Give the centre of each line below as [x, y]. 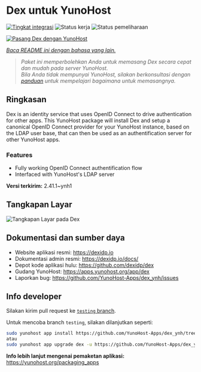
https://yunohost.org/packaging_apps [53, 362]
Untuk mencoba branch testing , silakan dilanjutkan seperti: [80, 322]
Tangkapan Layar [39, 205]
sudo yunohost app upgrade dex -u [49, 344]
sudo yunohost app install [40, 333]
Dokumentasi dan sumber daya [66, 238]
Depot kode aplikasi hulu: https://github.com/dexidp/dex [84, 265]
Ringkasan [26, 100]
